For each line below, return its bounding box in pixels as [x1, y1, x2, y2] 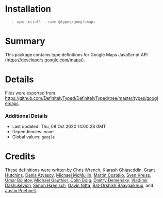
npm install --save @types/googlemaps [16, 19, 96, 24]
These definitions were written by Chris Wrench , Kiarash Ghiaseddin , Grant [5, 167, 155, 173]
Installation [5, 3, 51, 15]
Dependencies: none [12, 129, 54, 135]
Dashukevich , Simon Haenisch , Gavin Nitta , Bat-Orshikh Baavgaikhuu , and [5, 182, 154, 188]
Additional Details [5, 112, 48, 119]
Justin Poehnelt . [5, 188, 38, 194]
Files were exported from [5, 90, 55, 96]
